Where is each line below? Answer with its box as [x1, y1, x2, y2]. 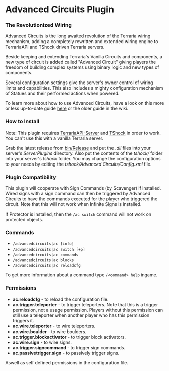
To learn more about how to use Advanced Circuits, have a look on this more [5, 100, 164, 106]
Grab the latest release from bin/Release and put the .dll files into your [5, 145, 151, 151]
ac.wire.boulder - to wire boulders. [12, 328, 87, 335]
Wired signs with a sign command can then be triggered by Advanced [5, 191, 151, 197]
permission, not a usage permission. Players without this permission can [12, 307, 163, 313]
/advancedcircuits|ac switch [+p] [12, 247, 85, 252]
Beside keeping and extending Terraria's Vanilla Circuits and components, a [5, 54, 162, 60]
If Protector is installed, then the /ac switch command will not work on [5, 211, 152, 217]
